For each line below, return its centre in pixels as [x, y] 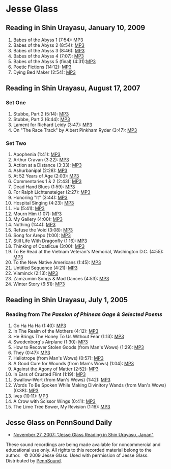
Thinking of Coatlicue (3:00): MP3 [49, 246]
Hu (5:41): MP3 [29, 208]
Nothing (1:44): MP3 [34, 224]
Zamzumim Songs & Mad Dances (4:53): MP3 [61, 278]
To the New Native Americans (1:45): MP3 [57, 262]
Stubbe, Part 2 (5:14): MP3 [41, 114]
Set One [16, 103]
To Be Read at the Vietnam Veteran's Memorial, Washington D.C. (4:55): [88, 251]
